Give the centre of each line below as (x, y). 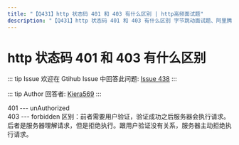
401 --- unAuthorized (38, 108)
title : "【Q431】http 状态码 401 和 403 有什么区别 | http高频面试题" (106, 14)
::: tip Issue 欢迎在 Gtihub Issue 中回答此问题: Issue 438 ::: (92, 79)
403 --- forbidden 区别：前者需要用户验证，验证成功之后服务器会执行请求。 (118, 117)
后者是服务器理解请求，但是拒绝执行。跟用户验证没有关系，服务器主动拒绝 (116, 126)
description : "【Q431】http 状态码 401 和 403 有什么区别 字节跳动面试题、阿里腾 (120, 21)
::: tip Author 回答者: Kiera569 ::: (54, 94)
